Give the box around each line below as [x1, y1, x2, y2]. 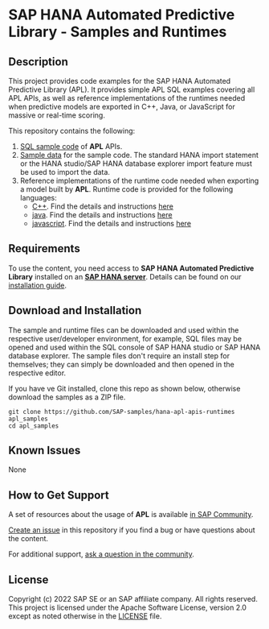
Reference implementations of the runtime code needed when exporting [19, 176, 259, 185]
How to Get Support [8, 488, 110, 502]
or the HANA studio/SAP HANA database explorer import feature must [19, 159, 253, 168]
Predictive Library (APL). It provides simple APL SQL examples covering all [8, 85, 255, 94]
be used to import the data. [19, 168, 111, 176]
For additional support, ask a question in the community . [8, 549, 195, 559]
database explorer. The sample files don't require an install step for [8, 350, 230, 360]
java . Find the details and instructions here [31, 210, 173, 219]
